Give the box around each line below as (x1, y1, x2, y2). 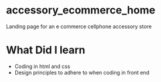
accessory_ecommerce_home (6, 4, 156, 17)
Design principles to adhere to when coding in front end (14, 69, 149, 76)
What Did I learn (6, 43, 86, 57)
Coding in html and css (14, 63, 70, 70)
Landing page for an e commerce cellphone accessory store (6, 23, 152, 30)
